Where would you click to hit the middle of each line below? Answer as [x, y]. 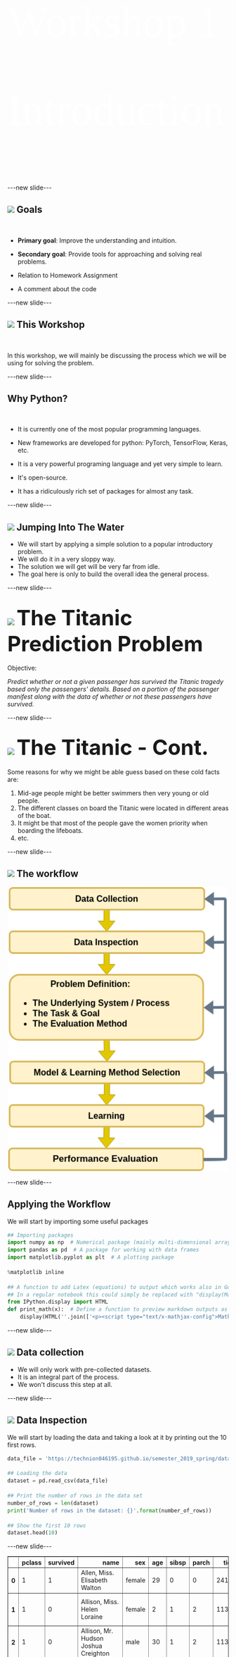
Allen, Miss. [97, 1573]
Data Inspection [52, 1420]
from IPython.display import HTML [58, 1302]
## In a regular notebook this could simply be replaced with [100, 1295]
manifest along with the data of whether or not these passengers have [110, 697]
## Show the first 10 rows [47, 1525]
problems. [32, 262]
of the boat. [34, 815]
